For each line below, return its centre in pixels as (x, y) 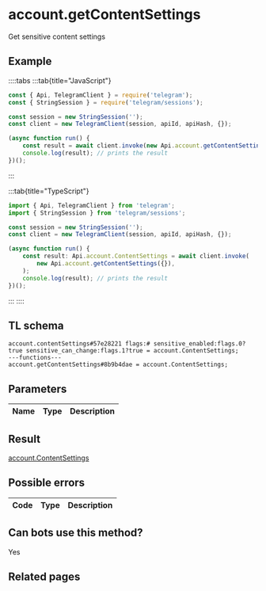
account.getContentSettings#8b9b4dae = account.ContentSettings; (118, 365)
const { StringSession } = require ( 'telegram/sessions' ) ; (106, 102)
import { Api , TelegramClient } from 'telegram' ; (92, 205)
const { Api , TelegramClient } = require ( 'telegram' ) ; (101, 95)
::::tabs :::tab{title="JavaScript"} (60, 80)
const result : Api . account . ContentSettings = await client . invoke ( (136, 256)
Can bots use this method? (76, 533)
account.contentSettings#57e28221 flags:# (79, 344)
